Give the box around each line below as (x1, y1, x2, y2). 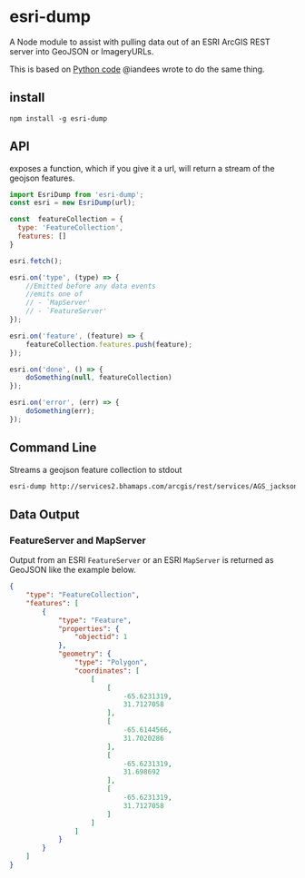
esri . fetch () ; (9, 256, 64, 265)
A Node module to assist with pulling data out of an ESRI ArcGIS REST (9, 36, 271, 47)
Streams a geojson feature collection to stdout (9, 464, 182, 475)
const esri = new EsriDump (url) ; (9, 198, 136, 208)
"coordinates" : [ (74, 666, 141, 676)
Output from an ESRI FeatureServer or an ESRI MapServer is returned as (9, 555, 274, 566)
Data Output (9, 507, 80, 522)
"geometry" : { (57, 649, 112, 659)
